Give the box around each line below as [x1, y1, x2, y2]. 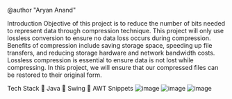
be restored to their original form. [7, 71, 102, 79]
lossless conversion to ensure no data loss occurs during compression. [7, 34, 211, 42]
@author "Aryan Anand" [7, 6, 76, 14]
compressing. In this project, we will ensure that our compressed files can [7, 64, 219, 71]
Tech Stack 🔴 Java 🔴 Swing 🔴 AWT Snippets [7, 84, 134, 92]
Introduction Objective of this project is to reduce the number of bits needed [7, 19, 226, 27]
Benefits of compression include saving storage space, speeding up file [7, 42, 213, 49]
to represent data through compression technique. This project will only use [7, 27, 224, 35]
